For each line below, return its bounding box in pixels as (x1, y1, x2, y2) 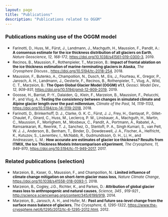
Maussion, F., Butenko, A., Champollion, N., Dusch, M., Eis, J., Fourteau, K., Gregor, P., (12, 74, 161, 79)
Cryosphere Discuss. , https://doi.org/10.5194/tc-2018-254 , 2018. (12, 68, 124, 73)
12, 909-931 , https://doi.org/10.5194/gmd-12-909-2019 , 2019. (12, 87, 118, 92)
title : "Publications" (5, 12, 53, 17)
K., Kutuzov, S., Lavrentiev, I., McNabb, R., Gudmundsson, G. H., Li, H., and (12, 133, 141, 138)
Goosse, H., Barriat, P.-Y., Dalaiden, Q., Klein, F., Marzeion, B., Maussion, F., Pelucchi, (12, 92, 159, 97)
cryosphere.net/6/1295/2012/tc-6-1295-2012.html (12, 207, 99, 212)
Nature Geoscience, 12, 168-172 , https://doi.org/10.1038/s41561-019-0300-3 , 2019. (12, 54, 155, 59)
